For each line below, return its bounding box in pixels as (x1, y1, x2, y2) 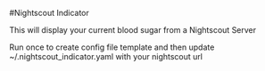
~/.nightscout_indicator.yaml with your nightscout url (9, 51, 203, 61)
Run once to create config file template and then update (9, 42, 215, 52)
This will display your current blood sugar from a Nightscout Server (9, 25, 257, 35)
